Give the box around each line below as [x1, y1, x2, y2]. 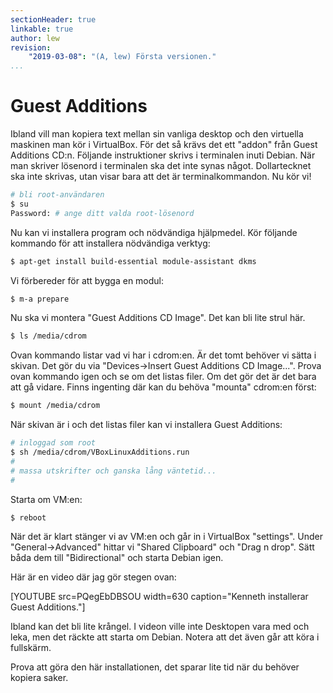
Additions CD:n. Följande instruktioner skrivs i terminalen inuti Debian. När [10, 149, 316, 161]
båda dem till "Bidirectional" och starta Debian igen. [10, 552, 224, 564]
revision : [10, 42, 52, 53]
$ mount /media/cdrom [10, 401, 101, 411]
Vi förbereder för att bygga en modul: [10, 274, 165, 286]
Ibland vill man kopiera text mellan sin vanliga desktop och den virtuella [10, 128, 304, 140]
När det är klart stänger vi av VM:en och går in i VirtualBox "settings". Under [10, 531, 323, 543]
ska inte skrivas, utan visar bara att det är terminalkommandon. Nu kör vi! [10, 171, 312, 183]
